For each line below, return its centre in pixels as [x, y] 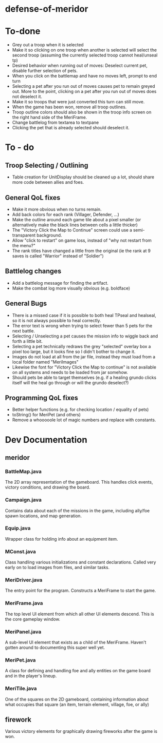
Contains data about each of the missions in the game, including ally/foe [77, 510]
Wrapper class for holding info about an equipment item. [62, 539]
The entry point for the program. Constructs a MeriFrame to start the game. [81, 590]
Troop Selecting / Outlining [47, 165]
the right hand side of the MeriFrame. [49, 117]
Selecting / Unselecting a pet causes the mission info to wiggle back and [85, 336]
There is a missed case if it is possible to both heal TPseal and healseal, [84, 315]
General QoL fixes [33, 198]
